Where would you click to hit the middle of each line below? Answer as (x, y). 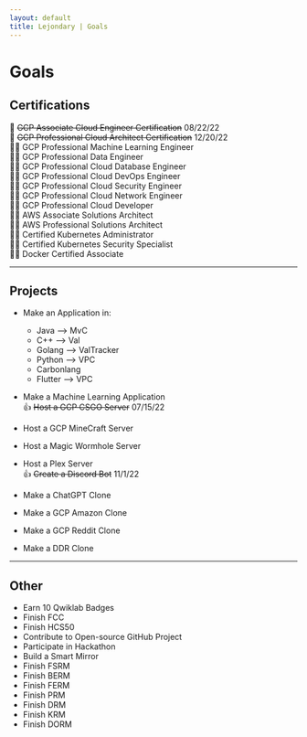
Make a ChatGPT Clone (67, 496)
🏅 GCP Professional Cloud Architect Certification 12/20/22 (119, 137)
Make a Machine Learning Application (94, 397)
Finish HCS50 (48, 627)
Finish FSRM (46, 666)
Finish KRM (44, 715)
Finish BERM (46, 676)
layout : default (40, 18)
